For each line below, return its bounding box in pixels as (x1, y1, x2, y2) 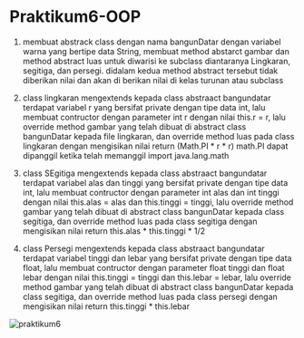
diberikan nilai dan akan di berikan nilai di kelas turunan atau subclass (22, 74, 284, 85)
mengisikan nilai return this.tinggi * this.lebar (22, 301, 191, 312)
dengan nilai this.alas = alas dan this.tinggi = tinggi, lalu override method (22, 197, 294, 208)
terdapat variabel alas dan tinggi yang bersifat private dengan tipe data (22, 177, 289, 188)
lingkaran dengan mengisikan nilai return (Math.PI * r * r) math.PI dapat (22, 140, 289, 151)
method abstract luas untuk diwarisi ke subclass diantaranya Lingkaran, (22, 55, 290, 66)
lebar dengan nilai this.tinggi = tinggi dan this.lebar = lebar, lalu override (22, 272, 292, 283)
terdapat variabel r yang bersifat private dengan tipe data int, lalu (22, 101, 266, 112)
